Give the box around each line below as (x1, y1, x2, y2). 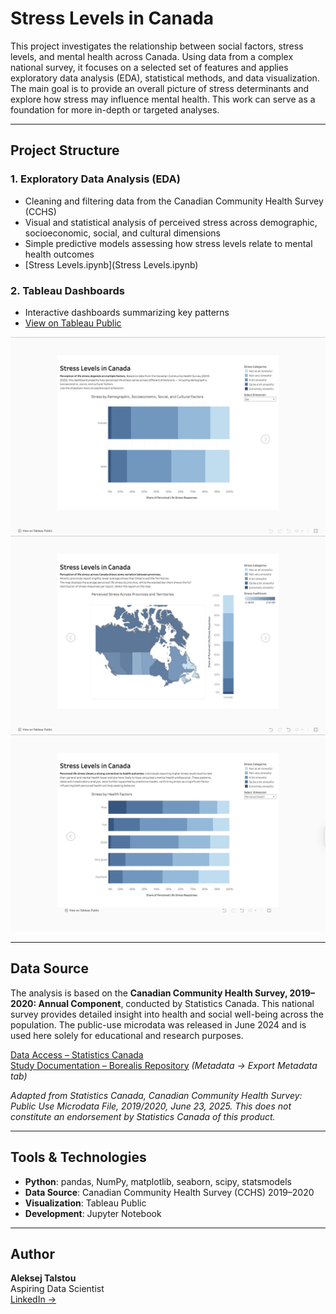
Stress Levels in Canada (10, 7, 215, 30)
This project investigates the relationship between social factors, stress (10, 40, 304, 52)
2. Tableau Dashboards (10, 283, 125, 297)
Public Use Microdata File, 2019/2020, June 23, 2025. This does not (10, 1100, 292, 1112)
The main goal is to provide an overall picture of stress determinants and (10, 82, 310, 94)
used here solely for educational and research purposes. (10, 1029, 244, 1041)
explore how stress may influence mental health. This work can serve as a (10, 93, 316, 105)
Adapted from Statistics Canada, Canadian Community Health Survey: (10, 1089, 303, 1101)
